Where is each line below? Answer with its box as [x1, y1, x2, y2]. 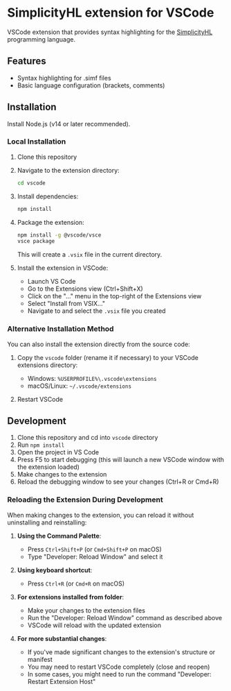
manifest [27, 655, 53, 663]
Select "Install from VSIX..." [27, 300, 106, 308]
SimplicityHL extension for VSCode [7, 5, 214, 21]
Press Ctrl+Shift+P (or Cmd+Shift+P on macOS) [27, 545, 163, 553]
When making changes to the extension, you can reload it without [7, 511, 194, 519]
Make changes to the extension [17, 470, 107, 479]
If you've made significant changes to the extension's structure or [27, 647, 216, 656]
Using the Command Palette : [17, 531, 102, 540]
